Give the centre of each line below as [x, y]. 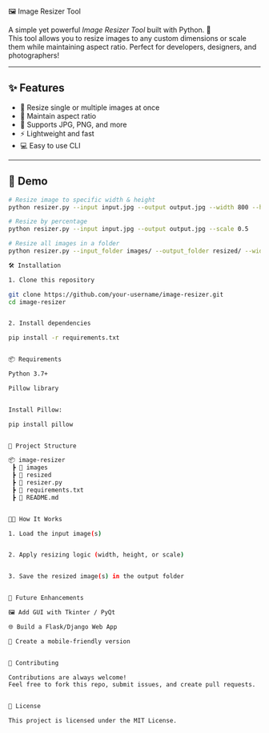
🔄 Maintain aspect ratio [58, 115]
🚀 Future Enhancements [46, 598]
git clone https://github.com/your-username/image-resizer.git [116, 294]
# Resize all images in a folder [64, 244]
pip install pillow [41, 424]
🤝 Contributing [34, 663]
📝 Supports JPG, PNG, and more [73, 124]
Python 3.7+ [28, 374]
